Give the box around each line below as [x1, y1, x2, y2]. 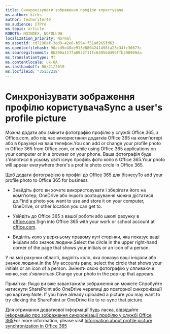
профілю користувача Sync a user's [5, 102, 163, 114]
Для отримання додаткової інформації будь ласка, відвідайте [5, 307, 139, 313]
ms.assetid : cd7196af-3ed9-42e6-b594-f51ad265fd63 [5, 41, 115, 46]
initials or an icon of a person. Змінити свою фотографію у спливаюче [5, 265, 155, 271]
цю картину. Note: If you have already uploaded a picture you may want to [5, 291, 161, 297]
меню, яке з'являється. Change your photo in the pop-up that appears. [5, 270, 155, 276]
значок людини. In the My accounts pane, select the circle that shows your [5, 260, 162, 266]
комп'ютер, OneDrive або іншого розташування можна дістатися [12, 192, 154, 199]
